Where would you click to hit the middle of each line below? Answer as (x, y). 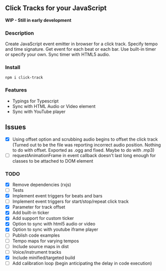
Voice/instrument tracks (37, 252)
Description (20, 33)
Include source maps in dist (40, 246)
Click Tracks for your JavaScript (56, 8)
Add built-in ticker (31, 213)
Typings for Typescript (35, 101)
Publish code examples (36, 235)
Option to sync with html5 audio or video (54, 224)
